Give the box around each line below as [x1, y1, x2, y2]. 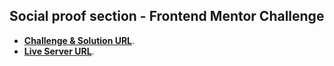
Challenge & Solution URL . [23, 34, 136, 46]
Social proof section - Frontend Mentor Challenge [9, 8, 325, 25]
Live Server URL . [23, 45, 95, 57]
